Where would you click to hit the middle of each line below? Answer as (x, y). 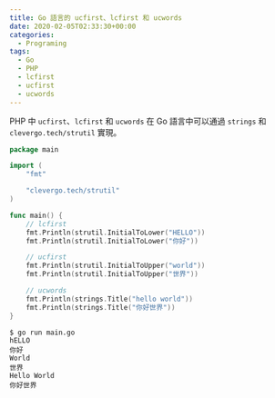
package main (34, 149)
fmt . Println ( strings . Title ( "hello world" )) (110, 299)
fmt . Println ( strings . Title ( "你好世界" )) (101, 307)
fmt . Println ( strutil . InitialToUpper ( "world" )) (116, 266)
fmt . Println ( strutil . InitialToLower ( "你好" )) (112, 241)
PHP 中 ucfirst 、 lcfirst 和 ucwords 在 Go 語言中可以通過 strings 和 (138, 121)
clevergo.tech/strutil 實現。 (66, 132)
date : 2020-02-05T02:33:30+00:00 (73, 26)
